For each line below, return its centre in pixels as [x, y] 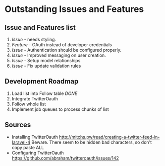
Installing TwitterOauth [35, 137]
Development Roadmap [42, 81]
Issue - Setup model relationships [46, 60]
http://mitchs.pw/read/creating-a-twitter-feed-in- [109, 137]
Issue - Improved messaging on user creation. [59, 55]
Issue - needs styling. [34, 39]
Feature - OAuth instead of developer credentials [62, 45]
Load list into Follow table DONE [45, 93]
